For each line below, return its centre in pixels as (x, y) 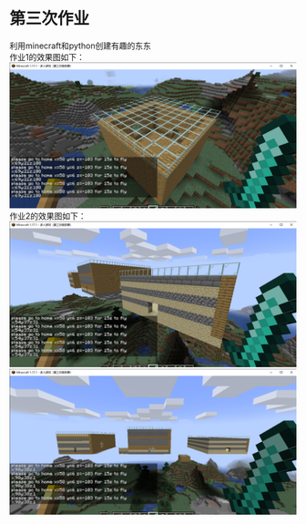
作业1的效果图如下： (47, 57)
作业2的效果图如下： (48, 216)
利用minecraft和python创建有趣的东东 (81, 46)
